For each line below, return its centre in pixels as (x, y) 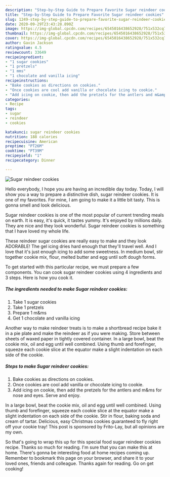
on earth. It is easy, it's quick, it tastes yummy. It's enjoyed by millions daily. (84, 220)
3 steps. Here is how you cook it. (39, 277)
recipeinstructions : (27, 81)
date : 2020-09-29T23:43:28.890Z (39, 24)
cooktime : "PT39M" (25, 151)
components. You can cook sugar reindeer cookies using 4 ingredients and (83, 272)
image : (12, 29)
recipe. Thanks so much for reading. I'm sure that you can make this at (79, 447)
